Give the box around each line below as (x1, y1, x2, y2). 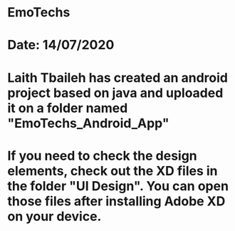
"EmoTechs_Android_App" (7, 115, 169, 131)
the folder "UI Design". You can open (7, 178, 229, 194)
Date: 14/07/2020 (7, 37, 115, 53)
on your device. (7, 208, 102, 225)
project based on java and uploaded (7, 85, 224, 101)
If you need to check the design (7, 148, 197, 164)
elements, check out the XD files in (7, 163, 219, 179)
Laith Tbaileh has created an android (7, 69, 228, 86)
